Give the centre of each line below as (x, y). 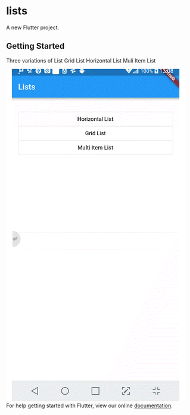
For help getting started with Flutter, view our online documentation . (89, 405)
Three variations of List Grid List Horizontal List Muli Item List (81, 60)
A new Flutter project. (33, 27)
